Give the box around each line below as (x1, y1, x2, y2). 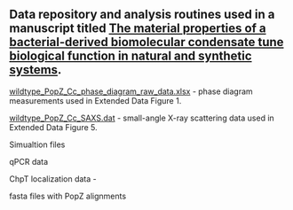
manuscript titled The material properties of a (9, 21, 266, 36)
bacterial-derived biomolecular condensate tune (9, 35, 284, 50)
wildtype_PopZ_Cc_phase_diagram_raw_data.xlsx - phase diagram (9, 86, 253, 97)
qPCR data (9, 156, 49, 167)
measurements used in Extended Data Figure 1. (9, 95, 182, 105)
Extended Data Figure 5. (9, 121, 98, 132)
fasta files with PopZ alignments (9, 191, 127, 201)
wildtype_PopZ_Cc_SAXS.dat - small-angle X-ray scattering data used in (9, 113, 275, 123)
